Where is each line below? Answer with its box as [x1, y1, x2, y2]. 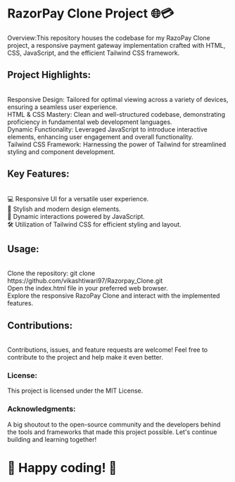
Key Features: [7, 168, 70, 180]
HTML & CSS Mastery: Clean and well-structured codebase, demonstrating [7, 110, 225, 118]
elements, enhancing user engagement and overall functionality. [7, 132, 193, 141]
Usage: [7, 243, 40, 255]
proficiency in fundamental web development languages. [7, 118, 172, 126]
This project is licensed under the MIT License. [7, 386, 144, 395]
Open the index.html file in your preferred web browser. [7, 284, 168, 293]
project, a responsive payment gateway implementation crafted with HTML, [7, 41, 226, 49]
